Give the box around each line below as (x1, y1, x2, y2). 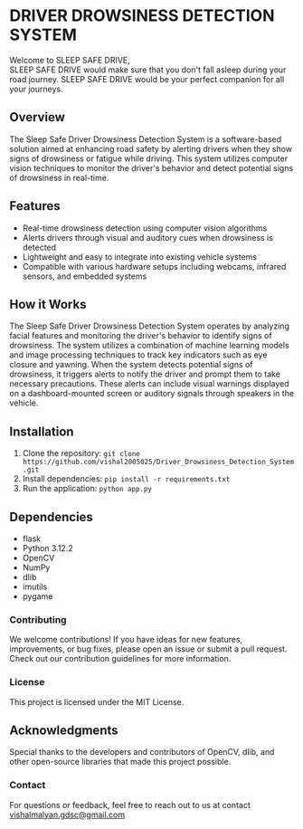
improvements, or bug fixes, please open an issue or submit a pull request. (9, 643, 288, 654)
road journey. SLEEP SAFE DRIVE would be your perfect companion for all (9, 73, 285, 84)
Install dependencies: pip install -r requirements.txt (22, 473, 231, 484)
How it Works (9, 296, 87, 312)
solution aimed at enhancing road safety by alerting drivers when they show (9, 143, 292, 154)
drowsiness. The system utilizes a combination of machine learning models (9, 340, 289, 351)
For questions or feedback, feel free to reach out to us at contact (9, 799, 251, 810)
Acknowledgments (9, 722, 119, 738)
